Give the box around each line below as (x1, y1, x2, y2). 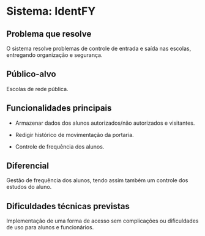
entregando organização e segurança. (6, 51, 103, 59)
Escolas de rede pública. (6, 85, 69, 92)
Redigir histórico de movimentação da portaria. (15, 131, 134, 138)
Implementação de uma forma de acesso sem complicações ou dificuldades (6, 217, 199, 224)
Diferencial (6, 161, 49, 171)
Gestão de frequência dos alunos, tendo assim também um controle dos (6, 177, 188, 184)
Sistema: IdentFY (6, 4, 96, 18)
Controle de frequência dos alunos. (15, 142, 105, 150)
